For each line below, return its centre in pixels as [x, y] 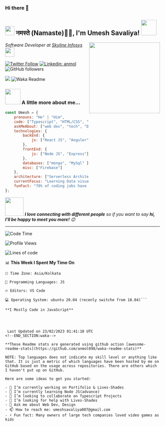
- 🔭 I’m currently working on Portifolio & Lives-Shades [65, 387]
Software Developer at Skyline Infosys [44, 45]
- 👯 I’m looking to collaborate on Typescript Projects [63, 396]
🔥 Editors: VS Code [25, 290]
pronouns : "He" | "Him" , [39, 117]
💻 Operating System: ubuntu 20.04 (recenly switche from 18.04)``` [76, 300]
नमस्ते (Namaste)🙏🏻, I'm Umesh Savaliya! [78, 33]
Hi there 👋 [17, 8]
